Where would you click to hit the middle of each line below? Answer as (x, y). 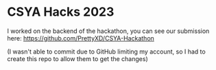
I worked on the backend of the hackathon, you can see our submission (108, 31)
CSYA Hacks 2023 (61, 12)
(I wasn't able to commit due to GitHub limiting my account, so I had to (106, 51)
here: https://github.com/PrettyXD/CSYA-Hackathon (81, 38)
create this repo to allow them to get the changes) (78, 58)
